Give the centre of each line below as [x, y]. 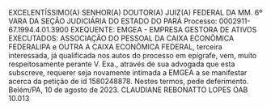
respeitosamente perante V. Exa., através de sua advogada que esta [122, 64]
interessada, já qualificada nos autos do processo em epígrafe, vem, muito [133, 55]
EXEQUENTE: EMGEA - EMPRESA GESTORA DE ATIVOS [163, 30]
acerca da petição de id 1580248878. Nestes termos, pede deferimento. [129, 81]
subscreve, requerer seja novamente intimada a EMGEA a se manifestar [128, 72]
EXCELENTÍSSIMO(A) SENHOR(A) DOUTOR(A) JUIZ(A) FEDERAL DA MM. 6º [135, 13]
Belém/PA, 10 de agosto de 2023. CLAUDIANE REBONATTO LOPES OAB [128, 90]
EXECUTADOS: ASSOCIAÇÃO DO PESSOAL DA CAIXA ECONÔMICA [121, 38]
